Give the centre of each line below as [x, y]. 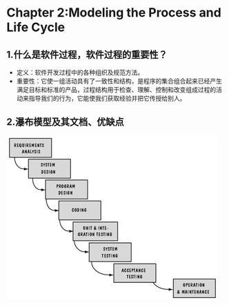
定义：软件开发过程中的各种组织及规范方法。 [80, 72]
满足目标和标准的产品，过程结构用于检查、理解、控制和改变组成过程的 [116, 90]
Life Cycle [36, 27]
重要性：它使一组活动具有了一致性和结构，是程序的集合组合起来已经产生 [119, 81]
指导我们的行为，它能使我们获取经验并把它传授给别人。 [107, 98]
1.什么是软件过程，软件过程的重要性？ [87, 54]
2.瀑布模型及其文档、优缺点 [66, 122]
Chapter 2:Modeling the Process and [114, 13]
